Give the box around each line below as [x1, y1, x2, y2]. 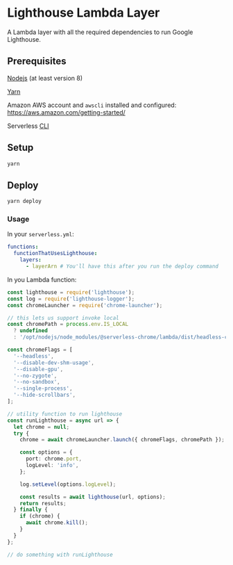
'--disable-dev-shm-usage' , [13, 359, 95, 366]
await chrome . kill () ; [25, 519, 89, 526]
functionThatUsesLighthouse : [13, 250, 98, 257]
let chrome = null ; [13, 423, 70, 430]
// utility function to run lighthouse [7, 410, 123, 418]
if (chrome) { [19, 513, 60, 520]
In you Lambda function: [7, 275, 77, 284]
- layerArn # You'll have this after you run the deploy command [25, 263, 218, 270]
